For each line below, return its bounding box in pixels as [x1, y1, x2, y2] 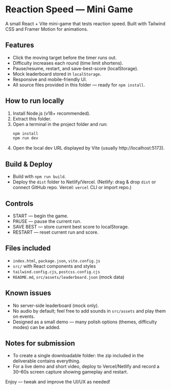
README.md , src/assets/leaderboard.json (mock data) [12, 274, 125, 280]
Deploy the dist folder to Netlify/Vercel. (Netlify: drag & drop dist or [12, 179, 156, 185]
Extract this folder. [12, 115, 52, 121]
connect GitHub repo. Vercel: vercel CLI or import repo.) [12, 184, 132, 191]
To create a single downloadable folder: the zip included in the [12, 353, 144, 359]
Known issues [5, 289, 52, 298]
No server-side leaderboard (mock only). [12, 302, 99, 309]
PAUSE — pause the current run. [12, 218, 82, 224]
